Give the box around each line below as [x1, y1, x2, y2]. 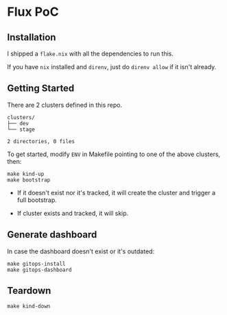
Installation [7, 32, 56, 43]
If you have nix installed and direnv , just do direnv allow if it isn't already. [7, 63, 217, 71]
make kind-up [7, 171, 45, 177]
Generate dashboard [7, 229, 97, 240]
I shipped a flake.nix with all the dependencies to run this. [7, 49, 174, 58]
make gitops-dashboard [7, 266, 72, 273]
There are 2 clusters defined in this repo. [7, 101, 122, 109]
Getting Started [7, 83, 75, 94]
